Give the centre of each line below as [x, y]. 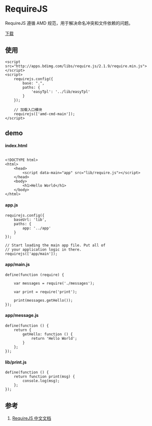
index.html [16, 145]
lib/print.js [16, 362]
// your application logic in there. [43, 250]
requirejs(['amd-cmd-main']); [45, 114]
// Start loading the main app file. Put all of [55, 245]
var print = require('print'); [46, 292]
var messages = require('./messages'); [54, 283]
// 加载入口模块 [28, 110]
